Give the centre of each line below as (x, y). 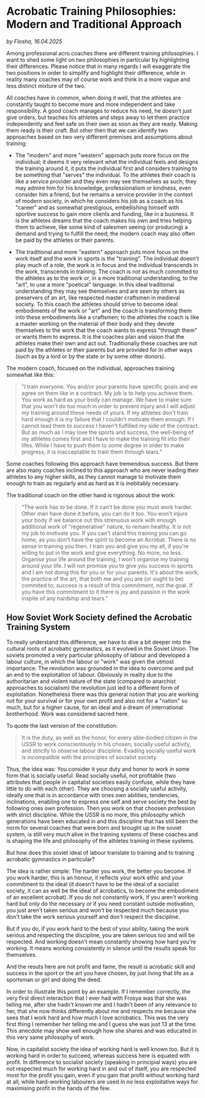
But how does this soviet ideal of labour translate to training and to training (100, 852)
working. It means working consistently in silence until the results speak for (101, 948)
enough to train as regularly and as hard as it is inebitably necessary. (93, 483)
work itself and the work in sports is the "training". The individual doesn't (107, 258)
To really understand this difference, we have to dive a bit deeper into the (99, 642)
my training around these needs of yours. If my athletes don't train (105, 412)
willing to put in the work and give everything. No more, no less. (102, 552)
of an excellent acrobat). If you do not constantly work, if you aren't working (102, 897)
